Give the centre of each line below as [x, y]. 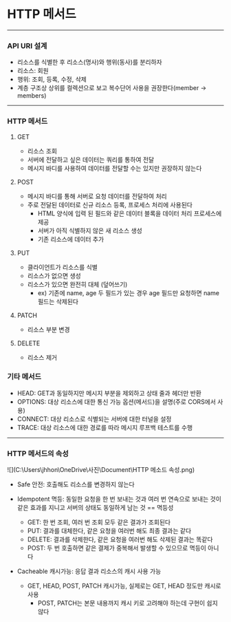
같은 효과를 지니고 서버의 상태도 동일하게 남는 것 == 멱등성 [95, 508]
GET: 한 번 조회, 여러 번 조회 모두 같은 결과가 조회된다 [99, 522]
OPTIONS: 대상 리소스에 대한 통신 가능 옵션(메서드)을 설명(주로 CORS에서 [117, 401]
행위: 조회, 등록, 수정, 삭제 [52, 79]
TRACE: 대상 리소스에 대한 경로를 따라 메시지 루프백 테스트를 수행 [105, 427]
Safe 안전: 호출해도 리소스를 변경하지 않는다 [76, 484]
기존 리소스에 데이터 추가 [71, 239]
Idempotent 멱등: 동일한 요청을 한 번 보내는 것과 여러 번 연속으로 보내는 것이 [119, 499]
